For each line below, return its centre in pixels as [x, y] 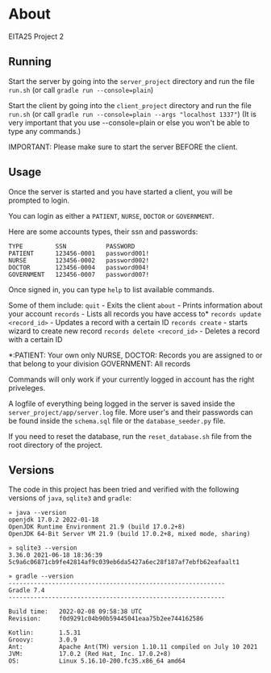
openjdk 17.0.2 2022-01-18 [54, 520]
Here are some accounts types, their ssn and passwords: [103, 232]
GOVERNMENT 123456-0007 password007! [79, 274]
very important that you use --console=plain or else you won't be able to [129, 123]
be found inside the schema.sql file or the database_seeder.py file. [117, 420]
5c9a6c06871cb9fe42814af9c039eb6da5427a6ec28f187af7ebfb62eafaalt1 [124, 562]
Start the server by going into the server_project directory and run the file [132, 81]
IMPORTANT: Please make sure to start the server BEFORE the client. [123, 147]
